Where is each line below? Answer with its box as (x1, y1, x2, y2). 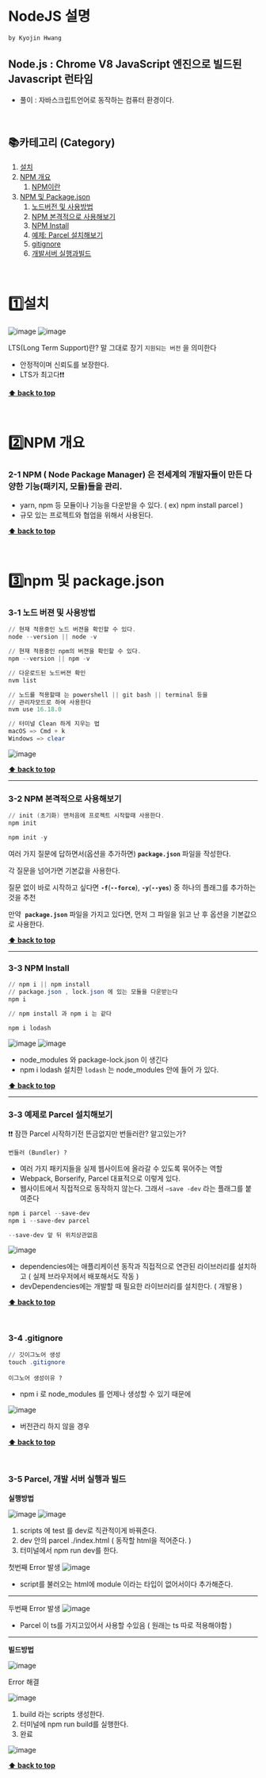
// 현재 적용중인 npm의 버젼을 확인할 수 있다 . (8, 647, 142, 655)
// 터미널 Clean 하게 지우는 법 (8, 720, 101, 728)
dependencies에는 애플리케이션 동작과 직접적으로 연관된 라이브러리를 (19, 1262, 236, 1271)
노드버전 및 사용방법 (31, 202, 93, 211)
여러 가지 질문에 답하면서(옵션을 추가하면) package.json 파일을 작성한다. (8, 848, 231, 858)
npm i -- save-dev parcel (8, 1216, 90, 1224)
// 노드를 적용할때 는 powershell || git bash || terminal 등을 (8, 690, 208, 699)
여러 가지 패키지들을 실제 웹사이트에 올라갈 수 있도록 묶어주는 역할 (19, 1163, 223, 1173)
